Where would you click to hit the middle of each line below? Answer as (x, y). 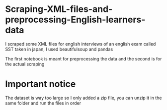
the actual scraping (25, 64)
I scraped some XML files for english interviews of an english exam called (81, 44)
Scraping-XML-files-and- (59, 9)
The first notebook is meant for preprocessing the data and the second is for (83, 58)
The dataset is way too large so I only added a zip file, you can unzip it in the (83, 98)
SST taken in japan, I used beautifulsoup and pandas (59, 49)
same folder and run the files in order (43, 103)
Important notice (41, 84)
